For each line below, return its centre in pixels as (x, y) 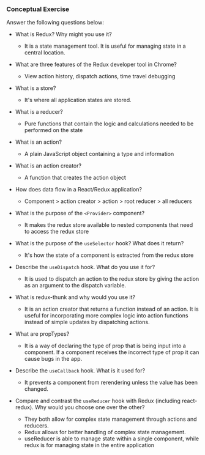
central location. (45, 53)
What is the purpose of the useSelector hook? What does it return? (99, 243)
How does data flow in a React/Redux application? (79, 190)
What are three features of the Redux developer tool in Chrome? (96, 65)
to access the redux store (57, 232)
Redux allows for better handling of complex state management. (105, 432)
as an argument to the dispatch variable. (75, 286)
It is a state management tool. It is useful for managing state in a (105, 46)
